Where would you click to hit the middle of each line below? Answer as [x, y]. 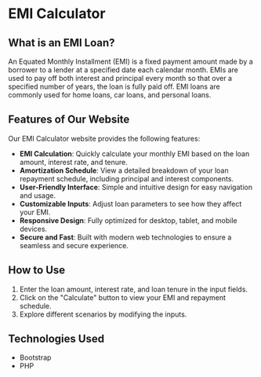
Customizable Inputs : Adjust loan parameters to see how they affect [130, 203]
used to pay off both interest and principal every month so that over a [120, 78]
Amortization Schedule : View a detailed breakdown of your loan [124, 170]
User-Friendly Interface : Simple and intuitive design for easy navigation [136, 187]
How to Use [37, 271]
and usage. [38, 195]
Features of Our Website [69, 120]
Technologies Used [56, 339]
